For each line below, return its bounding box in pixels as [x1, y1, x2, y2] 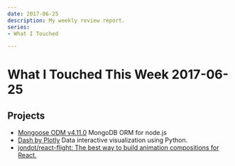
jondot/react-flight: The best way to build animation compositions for [17, 143, 219, 152]
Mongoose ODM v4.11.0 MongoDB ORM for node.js [17, 129, 167, 137]
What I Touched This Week [7, 66, 169, 83]
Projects [7, 109, 45, 121]
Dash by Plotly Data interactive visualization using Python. [17, 136, 188, 145]
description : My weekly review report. [7, 17, 126, 24]
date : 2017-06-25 [7, 10, 59, 18]
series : [7, 23, 31, 30]
